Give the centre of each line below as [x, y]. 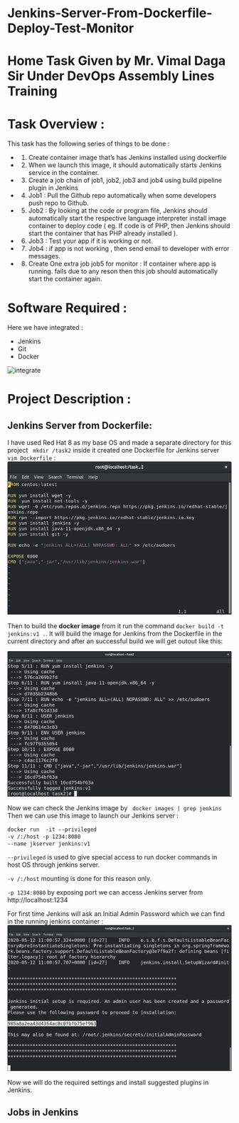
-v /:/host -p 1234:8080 [44, 837]
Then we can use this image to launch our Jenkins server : [93, 816]
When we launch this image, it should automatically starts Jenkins [125, 165]
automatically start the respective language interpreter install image [127, 218]
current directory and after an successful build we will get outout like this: [115, 641]
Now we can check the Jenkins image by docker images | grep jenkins [115, 808]
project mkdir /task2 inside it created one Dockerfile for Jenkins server [113, 450]
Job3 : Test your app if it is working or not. [90, 241]
